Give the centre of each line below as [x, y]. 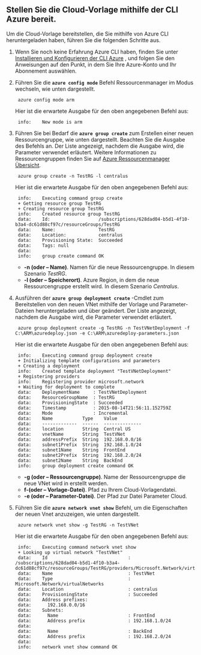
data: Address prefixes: [53, 600]
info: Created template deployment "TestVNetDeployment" [94, 371]
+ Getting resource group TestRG [59, 204]
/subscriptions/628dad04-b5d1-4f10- [144, 219]
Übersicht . [28, 165]
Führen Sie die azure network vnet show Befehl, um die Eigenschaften [101, 507]
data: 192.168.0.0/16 [51, 605]
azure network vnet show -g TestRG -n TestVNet [78, 525]
